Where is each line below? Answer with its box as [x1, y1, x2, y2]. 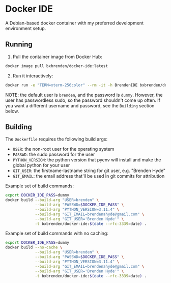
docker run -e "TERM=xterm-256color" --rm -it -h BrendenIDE [5, 82, 138, 88]
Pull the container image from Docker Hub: [12, 53, 103, 60]
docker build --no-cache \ [5, 245, 63, 250]
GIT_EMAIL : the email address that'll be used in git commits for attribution [12, 173, 165, 179]
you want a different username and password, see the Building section [5, 102, 155, 108]
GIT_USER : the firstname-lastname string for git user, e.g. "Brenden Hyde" [12, 167, 166, 174]
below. [5, 108, 19, 114]
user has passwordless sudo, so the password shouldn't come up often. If [5, 97, 160, 103]
